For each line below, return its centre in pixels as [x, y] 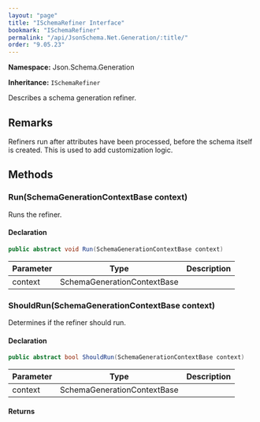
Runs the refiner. [35, 215]
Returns [22, 411]
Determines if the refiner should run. [67, 323]
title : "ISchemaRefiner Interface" [67, 23]
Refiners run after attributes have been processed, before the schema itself [130, 141]
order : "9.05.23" [37, 45]
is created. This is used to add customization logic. [91, 150]
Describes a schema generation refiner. [72, 98]
